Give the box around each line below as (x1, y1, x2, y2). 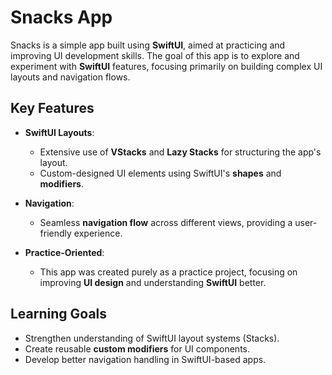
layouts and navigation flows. (10, 71, 131, 83)
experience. (73, 227, 123, 239)
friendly (39, 227, 72, 239)
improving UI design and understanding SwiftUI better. (39, 276, 267, 288)
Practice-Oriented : (24, 246, 105, 258)
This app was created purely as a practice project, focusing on (39, 266, 298, 278)
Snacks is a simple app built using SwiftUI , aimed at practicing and (10, 39, 286, 51)
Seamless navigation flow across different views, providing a (39, 216, 293, 228)
